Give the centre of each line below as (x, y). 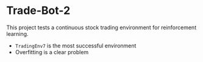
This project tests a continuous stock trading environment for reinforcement (101, 27)
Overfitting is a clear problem (52, 52)
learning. (17, 33)
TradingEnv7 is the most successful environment (76, 46)
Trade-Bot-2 (38, 11)
